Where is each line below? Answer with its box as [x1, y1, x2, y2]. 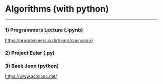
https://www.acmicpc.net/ [5, 73, 57, 79]
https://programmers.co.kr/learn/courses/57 [5, 38, 94, 43]
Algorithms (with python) [5, 3, 109, 14]
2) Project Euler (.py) [5, 50, 55, 56]
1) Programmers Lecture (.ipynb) [5, 27, 83, 33]
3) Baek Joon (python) [5, 63, 59, 70]
